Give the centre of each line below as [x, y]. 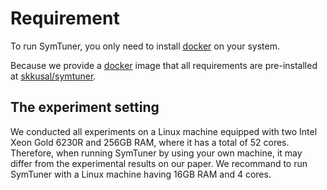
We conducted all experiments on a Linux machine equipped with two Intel [164, 131]
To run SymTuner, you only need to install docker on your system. [145, 46]
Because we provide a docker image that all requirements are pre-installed [164, 65]
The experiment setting [85, 107]
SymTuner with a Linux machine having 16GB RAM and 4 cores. [141, 174]
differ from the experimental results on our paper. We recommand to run [159, 163]
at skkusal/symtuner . [53, 76]
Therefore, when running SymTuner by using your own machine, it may [156, 153]
